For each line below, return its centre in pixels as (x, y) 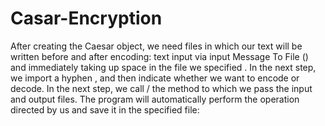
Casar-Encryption (86, 18)
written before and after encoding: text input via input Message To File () (159, 56)
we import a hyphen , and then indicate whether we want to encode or (155, 78)
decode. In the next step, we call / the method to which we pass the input (161, 88)
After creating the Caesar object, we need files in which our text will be (156, 46)
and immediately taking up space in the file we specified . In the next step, (163, 67)
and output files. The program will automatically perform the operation (155, 99)
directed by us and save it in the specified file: (105, 109)
